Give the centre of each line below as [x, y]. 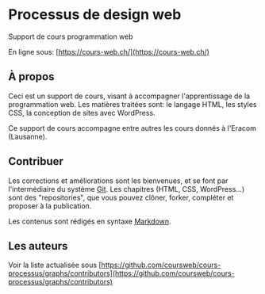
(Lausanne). [28, 136]
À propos [31, 77]
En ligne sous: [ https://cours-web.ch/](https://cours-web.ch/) [109, 52]
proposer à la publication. [50, 206]
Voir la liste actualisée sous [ [55, 265]
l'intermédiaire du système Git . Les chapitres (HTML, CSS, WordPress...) [126, 189]
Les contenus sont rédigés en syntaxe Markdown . [90, 221]
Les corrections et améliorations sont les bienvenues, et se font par [118, 181]
